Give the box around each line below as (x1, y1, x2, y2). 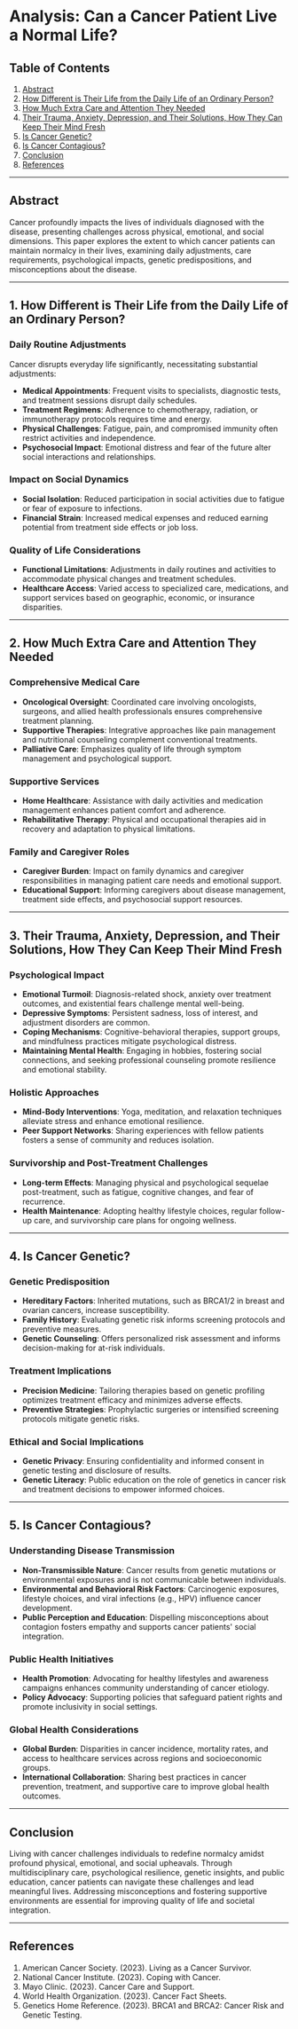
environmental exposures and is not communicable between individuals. (21, 1574, 286, 1585)
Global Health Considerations (9, 1723, 139, 1735)
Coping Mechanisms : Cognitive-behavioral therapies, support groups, (21, 1026, 281, 1037)
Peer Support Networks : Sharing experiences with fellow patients (21, 1125, 264, 1136)
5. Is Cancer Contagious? (9, 1518, 152, 1533)
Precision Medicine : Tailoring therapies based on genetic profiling (21, 1385, 265, 1396)
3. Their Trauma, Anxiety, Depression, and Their (9, 928, 281, 943)
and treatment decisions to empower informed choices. (21, 1483, 225, 1494)
